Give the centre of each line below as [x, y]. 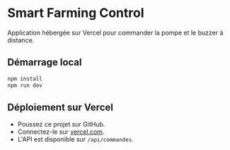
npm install [25, 79]
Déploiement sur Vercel [60, 107]
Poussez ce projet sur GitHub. [61, 125]
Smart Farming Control [76, 13]
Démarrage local [45, 63]
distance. [21, 40]
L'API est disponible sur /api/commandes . [76, 139]
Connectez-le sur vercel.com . [61, 132]
